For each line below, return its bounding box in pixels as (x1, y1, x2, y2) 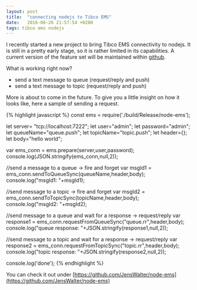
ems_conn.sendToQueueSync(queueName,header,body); (6, 171, 146, 178)
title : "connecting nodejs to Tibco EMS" (6, 14, 112, 20)
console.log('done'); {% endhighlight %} (6, 259, 104, 267)
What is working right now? (6, 65, 72, 72)
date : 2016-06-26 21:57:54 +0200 (6, 19, 94, 25)
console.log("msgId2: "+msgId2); (6, 201, 87, 208)
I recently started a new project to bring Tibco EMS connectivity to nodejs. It (6, 41, 191, 48)
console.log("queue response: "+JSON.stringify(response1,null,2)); (6, 224, 169, 232)
